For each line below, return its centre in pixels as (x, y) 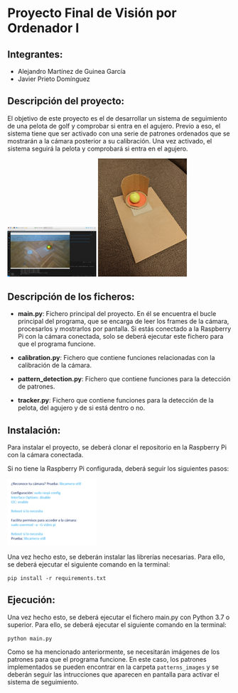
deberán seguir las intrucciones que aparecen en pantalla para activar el (113, 674)
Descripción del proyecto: (66, 101)
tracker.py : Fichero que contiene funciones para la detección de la (116, 400)
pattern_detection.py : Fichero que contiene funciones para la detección (124, 379)
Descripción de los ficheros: (71, 296)
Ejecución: (31, 600)
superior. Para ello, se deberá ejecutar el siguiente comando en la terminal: (117, 624)
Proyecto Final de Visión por (92, 13)
